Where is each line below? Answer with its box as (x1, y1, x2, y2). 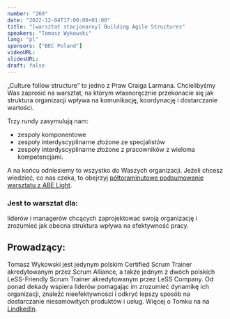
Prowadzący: (7, 242, 66, 254)
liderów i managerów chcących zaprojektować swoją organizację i (7, 214, 197, 222)
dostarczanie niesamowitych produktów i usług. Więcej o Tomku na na (7, 297, 210, 305)
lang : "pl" (7, 36, 39, 43)
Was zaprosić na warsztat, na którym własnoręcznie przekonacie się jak (7, 88, 214, 97)
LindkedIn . (7, 304, 38, 313)
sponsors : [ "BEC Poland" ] (7, 42, 82, 49)
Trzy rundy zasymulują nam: (7, 116, 89, 125)
